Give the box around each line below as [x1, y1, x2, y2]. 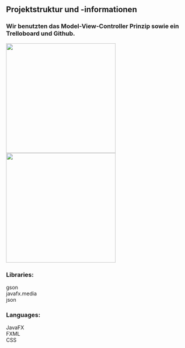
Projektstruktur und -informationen [6, 5, 137, 15]
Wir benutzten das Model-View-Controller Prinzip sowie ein [6, 22, 179, 30]
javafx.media [6, 290, 37, 297]
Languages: [6, 311, 41, 319]
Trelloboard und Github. [6, 29, 75, 37]
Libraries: [6, 270, 34, 278]
